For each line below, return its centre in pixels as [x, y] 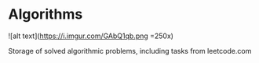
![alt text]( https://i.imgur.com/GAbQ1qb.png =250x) [91, 36]
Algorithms [46, 14]
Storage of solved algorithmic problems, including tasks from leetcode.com [130, 51]
